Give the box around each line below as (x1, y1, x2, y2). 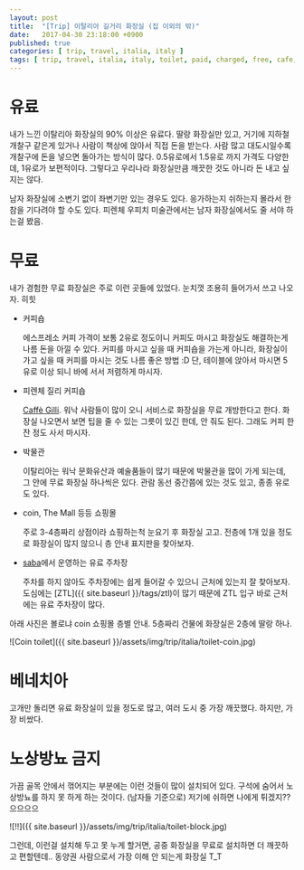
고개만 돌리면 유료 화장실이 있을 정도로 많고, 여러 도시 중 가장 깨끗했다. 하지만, (9, 702, 284, 713)
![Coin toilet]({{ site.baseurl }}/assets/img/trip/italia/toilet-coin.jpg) (9, 636, 256, 647)
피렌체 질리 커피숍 (22, 385, 86, 396)
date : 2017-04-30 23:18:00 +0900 (9, 30, 144, 39)
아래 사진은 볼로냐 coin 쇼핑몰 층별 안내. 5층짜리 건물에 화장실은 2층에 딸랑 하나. (9, 618, 292, 629)
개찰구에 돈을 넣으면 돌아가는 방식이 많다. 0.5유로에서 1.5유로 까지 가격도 (9, 151, 265, 162)
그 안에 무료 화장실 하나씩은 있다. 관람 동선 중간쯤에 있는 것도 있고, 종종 (22, 477, 273, 487)
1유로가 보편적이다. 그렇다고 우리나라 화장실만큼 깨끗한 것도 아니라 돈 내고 (21, 162, 280, 173)
